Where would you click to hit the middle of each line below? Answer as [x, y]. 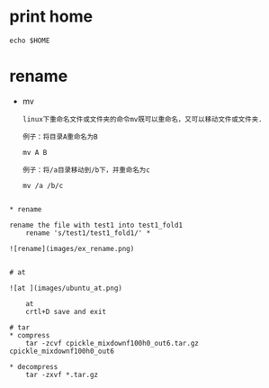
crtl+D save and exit [66, 311]
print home [51, 17]
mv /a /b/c [43, 185]
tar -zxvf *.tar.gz [62, 374]
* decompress [34, 366]
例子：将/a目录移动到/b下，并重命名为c [86, 170]
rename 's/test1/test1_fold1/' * [88, 233]
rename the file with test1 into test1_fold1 [96, 225]
